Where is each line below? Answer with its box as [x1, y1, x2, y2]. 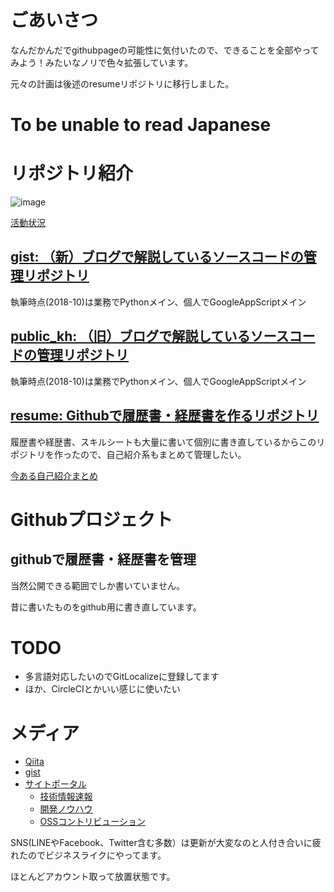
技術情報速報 [39, 791, 93, 803]
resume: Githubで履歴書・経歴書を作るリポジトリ [10, 407, 320, 425]
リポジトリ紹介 [10, 162, 134, 185]
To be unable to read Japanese [10, 114, 272, 136]
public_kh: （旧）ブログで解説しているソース [10, 328, 290, 345]
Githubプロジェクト [10, 508, 173, 531]
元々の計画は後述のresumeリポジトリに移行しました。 [10, 77, 235, 90]
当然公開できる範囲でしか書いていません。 [10, 579, 185, 591]
